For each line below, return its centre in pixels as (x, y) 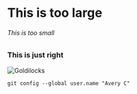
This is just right (35, 55)
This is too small (31, 32)
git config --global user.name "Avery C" (69, 83)
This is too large (55, 13)
